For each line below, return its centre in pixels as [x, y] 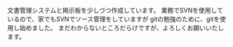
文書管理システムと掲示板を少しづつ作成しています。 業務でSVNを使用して [115, 10]
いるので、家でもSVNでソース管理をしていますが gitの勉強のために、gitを [114, 19]
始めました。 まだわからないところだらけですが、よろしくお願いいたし [122, 28]
